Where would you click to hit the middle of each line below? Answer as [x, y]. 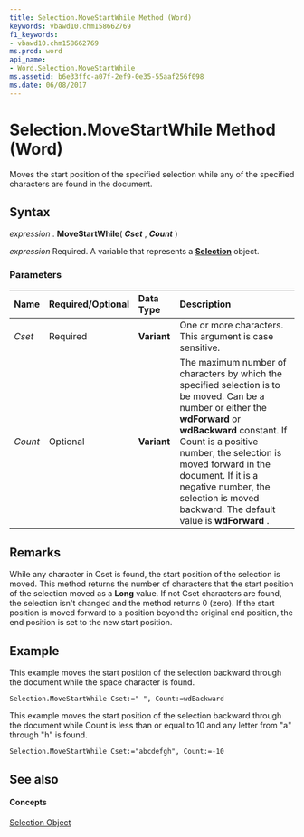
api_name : [28, 60]
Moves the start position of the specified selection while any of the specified [152, 174]
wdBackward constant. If [233, 430]
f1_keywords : [34, 34]
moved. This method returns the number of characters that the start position [152, 584]
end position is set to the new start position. [91, 623]
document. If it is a [219, 475]
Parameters [35, 275]
